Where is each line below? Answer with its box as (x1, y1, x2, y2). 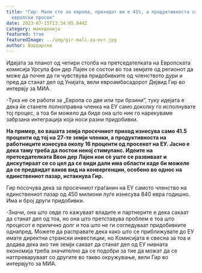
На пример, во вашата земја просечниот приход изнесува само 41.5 (6, 127, 188, 135)
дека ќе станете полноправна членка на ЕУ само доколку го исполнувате (6, 103, 196, 110)
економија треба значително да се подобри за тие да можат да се (6, 247, 178, 254)
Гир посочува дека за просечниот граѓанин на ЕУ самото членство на (6, 184, 187, 191)
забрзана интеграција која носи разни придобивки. (6, 115, 138, 123)
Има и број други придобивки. (6, 197, 85, 204)
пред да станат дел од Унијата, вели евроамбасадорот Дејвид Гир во (6, 78, 185, 85)
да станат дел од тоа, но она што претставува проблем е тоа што (6, 215, 175, 222)
